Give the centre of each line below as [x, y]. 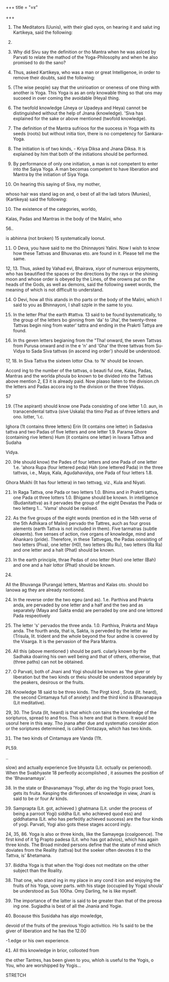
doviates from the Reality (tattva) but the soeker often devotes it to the [78, 850]
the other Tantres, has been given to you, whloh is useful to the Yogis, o [80, 960]
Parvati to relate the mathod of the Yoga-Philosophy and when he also [86, 57]
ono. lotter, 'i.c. [28, 417]
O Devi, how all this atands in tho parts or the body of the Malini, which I [87, 299]
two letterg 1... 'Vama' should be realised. [55, 508]
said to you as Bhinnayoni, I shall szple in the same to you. [73, 305]
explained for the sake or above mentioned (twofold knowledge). [80, 118]
